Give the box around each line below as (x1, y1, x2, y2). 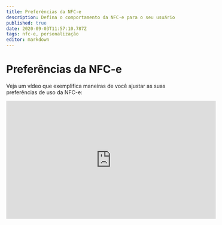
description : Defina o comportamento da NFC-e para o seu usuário (6, 14, 175, 20)
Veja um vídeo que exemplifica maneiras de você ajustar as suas (6, 82, 166, 89)
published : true (6, 20, 47, 26)
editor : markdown (6, 37, 50, 43)
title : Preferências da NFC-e (6, 8, 82, 15)
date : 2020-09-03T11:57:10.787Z (6, 25, 87, 32)
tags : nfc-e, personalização (6, 31, 79, 37)
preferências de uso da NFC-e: (6, 88, 83, 96)
